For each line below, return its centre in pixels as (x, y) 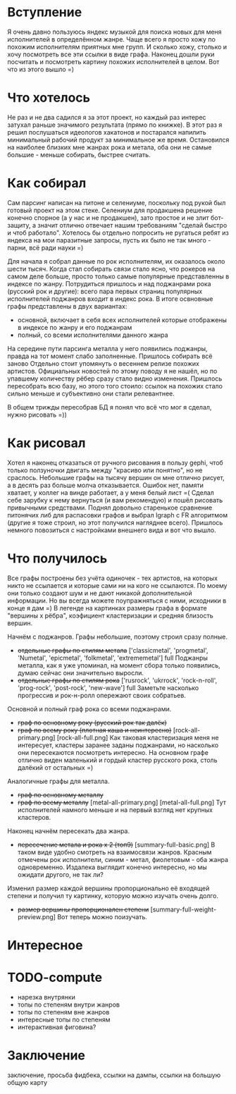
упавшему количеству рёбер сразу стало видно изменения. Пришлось (115, 379)
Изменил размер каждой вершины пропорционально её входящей (108, 888)
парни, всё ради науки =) (45, 247)
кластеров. (34, 817)
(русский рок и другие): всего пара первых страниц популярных (105, 291)
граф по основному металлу (60, 794)
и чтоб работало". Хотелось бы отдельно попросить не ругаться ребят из (118, 233)
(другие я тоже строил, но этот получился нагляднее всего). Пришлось (115, 522)
